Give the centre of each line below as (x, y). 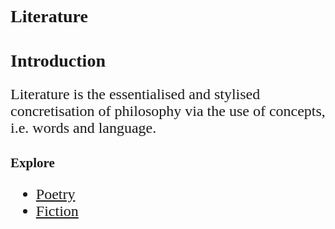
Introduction (58, 61)
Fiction (57, 211)
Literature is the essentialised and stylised (135, 94)
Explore (32, 162)
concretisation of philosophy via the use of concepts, (168, 111)
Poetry (55, 194)
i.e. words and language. (83, 128)
